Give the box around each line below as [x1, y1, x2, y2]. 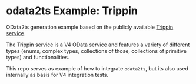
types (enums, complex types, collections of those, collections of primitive [6, 47, 187, 54]
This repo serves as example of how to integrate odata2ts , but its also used [6, 65, 188, 72]
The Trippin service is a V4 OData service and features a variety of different [6, 41, 190, 48]
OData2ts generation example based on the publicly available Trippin [6, 23, 174, 31]
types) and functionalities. [6, 53, 69, 61]
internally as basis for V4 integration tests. [6, 71, 109, 78]
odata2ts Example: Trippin [6, 4, 138, 18]
